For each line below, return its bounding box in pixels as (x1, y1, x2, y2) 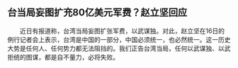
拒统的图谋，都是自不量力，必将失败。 (7, 53, 119, 61)
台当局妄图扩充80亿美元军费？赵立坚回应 (7, 6, 188, 19)
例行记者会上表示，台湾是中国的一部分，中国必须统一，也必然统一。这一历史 (7, 35, 231, 43)
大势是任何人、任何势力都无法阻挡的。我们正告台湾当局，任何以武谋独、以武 (7, 44, 231, 53)
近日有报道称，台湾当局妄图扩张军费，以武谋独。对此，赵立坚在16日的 (19, 27, 225, 35)
